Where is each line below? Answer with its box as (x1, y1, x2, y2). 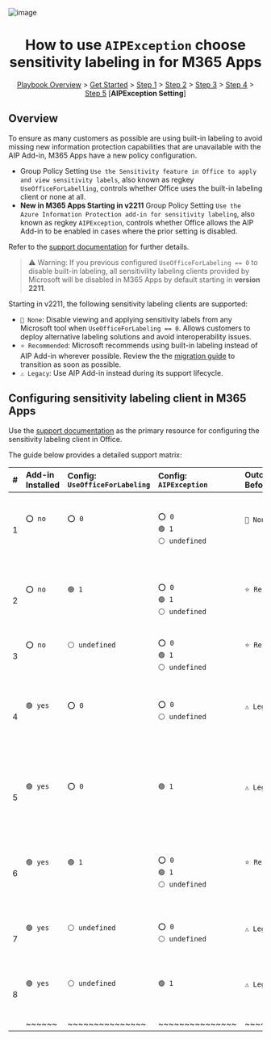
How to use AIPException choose (25, 36, 246, 54)
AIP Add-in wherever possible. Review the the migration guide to (19, 351, 236, 360)
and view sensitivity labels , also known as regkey (19, 175, 194, 184)
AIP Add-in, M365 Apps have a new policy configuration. (8, 150, 198, 160)
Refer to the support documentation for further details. (8, 242, 190, 251)
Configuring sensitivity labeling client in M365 (8, 392, 247, 406)
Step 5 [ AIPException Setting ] (84, 88, 187, 98)
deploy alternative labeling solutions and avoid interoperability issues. (19, 331, 252, 341)
